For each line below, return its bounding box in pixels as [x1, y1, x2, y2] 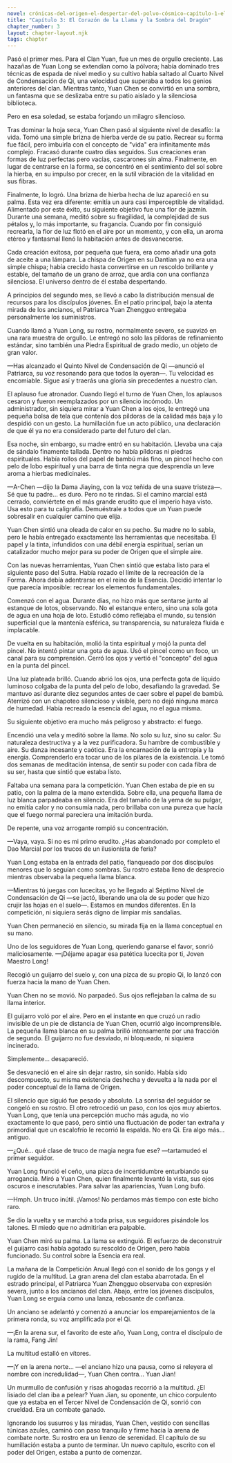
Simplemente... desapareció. [7, 1055, 88, 1063]
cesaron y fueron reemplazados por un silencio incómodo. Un [7, 397, 183, 405]
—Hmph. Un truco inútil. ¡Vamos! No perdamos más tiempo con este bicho [7, 1195, 219, 1204]
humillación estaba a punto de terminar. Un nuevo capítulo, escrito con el [7, 1441, 215, 1449]
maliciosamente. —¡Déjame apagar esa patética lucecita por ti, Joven [7, 950, 204, 958]
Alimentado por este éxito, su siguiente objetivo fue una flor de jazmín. [7, 205, 209, 214]
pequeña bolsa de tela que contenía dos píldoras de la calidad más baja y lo [7, 412, 223, 421]
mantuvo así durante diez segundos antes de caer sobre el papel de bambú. [7, 690, 224, 698]
